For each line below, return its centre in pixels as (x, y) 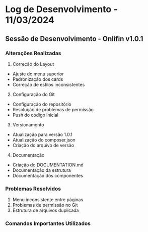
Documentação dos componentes (48, 175)
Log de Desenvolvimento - (61, 9)
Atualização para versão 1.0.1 (43, 134)
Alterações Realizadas (33, 53)
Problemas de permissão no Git (45, 205)
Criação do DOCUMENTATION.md (48, 165)
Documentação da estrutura (42, 170)
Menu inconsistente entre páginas (48, 200)
